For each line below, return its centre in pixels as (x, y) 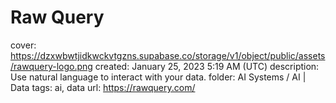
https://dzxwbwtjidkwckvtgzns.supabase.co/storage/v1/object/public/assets (168, 55)
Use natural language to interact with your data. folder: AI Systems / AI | (158, 77)
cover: (23, 45)
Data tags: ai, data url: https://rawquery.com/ (103, 87)
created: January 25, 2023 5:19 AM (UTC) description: (207, 66)
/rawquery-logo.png (51, 66)
